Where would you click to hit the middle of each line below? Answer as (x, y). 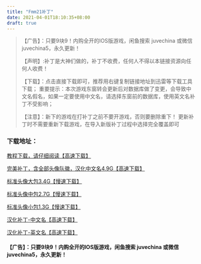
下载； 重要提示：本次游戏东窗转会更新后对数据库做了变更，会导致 (104, 89)
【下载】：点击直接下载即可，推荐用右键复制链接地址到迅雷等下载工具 (107, 81)
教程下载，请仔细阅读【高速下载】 (49, 155)
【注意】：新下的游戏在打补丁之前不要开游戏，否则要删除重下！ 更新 (105, 117)
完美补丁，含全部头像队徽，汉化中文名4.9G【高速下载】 (76, 168)
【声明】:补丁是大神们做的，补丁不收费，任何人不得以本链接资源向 (104, 61)
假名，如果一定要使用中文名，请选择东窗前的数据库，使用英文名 (111, 96)
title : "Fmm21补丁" (30, 12)
